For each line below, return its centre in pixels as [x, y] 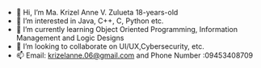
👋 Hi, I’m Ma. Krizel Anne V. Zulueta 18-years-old [97, 12]
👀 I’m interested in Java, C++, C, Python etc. [90, 21]
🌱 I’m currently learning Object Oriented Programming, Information [127, 29]
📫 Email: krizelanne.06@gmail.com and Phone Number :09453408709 [135, 55]
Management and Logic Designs [70, 38]
